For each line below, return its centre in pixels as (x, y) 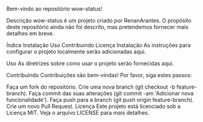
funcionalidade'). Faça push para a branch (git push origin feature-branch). (100, 100)
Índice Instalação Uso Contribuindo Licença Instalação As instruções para (98, 45)
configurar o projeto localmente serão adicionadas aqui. (76, 52)
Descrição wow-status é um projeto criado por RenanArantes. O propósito (99, 20)
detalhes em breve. (30, 33)
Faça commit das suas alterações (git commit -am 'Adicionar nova (111, 93)
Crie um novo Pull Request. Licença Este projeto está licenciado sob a (93, 106)
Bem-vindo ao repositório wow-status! (54, 9)
